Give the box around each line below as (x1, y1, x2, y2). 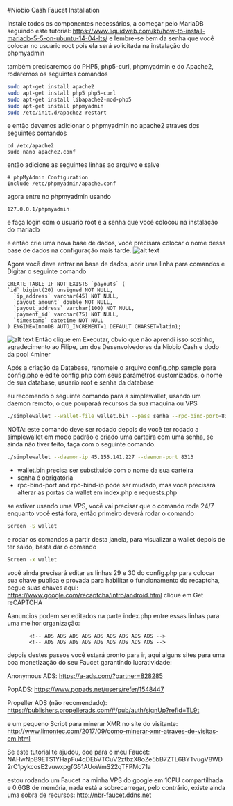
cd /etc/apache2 (7, 143, 54, 150)
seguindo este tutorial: (7, 27, 71, 35)
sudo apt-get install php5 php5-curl (7, 90, 116, 97)
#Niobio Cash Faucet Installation (7, 6, 101, 14)
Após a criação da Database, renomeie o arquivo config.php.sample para (7, 364, 216, 372)
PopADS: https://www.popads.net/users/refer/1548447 (7, 685, 164, 693)
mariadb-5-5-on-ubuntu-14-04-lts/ (7, 34, 108, 42)
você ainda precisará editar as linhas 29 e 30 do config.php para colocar (7, 568, 215, 577)
